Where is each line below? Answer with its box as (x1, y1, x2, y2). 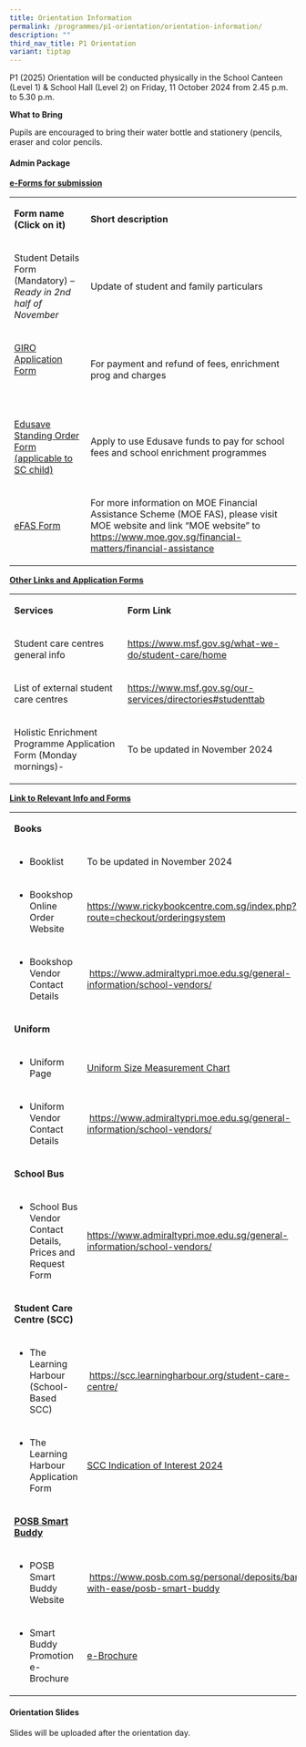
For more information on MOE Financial (90, 497, 258, 509)
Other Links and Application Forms (9, 575, 144, 586)
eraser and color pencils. (9, 137, 103, 148)
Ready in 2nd (14, 286, 71, 299)
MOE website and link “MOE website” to (90, 519, 261, 532)
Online (29, 899, 57, 912)
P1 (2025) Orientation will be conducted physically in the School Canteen (9, 72, 284, 83)
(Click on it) (14, 219, 66, 231)
